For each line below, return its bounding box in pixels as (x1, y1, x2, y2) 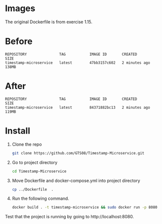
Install (5, 125, 30, 136)
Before (5, 36, 33, 47)
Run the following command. (12, 195, 69, 201)
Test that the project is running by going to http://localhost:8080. (5, 214, 134, 220)
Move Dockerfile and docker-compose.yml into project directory (12, 178, 140, 183)
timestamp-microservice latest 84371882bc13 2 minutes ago (5, 105, 150, 110)
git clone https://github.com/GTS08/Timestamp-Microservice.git (12, 150, 145, 155)
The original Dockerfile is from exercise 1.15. (5, 19, 93, 25)
